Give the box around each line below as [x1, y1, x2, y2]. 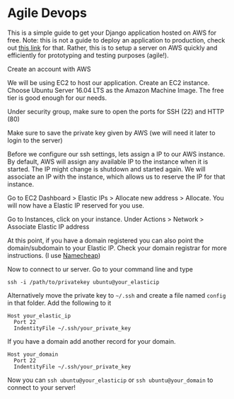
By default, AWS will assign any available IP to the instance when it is [7, 157, 209, 166]
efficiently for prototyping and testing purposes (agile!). [7, 51, 169, 60]
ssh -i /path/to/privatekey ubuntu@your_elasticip [7, 279, 160, 286]
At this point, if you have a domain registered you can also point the [7, 236, 204, 245]
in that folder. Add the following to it [7, 298, 112, 307]
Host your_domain [7, 351, 59, 358]
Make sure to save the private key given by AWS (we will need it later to [7, 128, 216, 137]
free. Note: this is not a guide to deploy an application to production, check [7, 35, 226, 44]
